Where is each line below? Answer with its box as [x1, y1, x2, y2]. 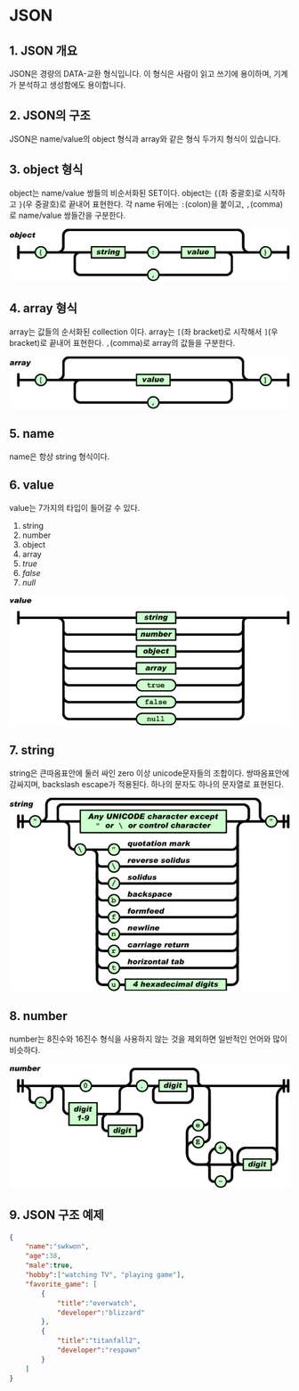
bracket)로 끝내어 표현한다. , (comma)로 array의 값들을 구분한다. [9, 337, 236, 348]
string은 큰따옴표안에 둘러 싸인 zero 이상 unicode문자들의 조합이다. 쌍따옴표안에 [9, 768, 290, 778]
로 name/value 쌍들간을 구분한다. [9, 210, 126, 220]
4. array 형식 [9, 300, 78, 317]
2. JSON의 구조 [9, 108, 91, 123]
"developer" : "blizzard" [56, 1308, 145, 1317]
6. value [9, 478, 55, 493]
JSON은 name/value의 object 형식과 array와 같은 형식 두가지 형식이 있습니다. [9, 133, 281, 144]
